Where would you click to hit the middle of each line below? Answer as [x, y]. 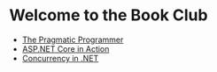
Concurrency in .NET [60, 58]
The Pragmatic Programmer [73, 40]
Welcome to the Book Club [108, 15]
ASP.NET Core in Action [66, 48]
